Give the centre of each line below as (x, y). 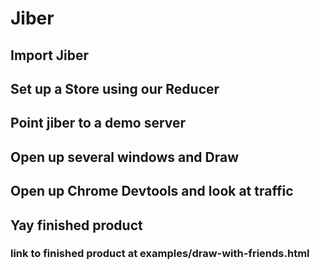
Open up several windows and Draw (124, 157)
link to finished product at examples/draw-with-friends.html (160, 254)
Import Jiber (50, 55)
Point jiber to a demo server (98, 123)
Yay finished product (76, 225)
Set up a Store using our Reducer (115, 88)
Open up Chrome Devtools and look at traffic (152, 191)
